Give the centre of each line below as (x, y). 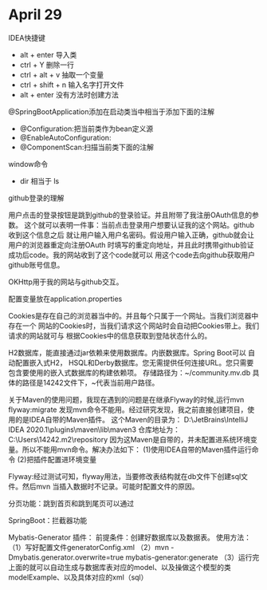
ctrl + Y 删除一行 (47, 65)
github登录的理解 (36, 198)
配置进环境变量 (72, 459)
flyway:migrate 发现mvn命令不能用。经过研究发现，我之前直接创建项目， (128, 410)
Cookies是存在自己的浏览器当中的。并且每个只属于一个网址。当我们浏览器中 (133, 315)
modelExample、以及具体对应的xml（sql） (78, 577)
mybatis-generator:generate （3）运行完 (192, 557)
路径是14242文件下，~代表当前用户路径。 (90, 382)
